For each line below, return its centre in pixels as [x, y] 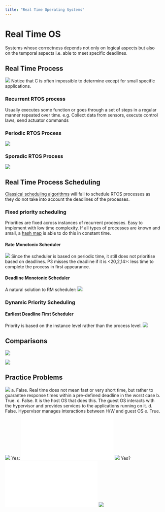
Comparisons [26, 341]
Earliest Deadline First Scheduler [39, 314]
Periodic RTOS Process [33, 133]
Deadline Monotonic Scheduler [37, 278]
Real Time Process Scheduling [53, 182]
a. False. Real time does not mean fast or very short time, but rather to [82, 390]
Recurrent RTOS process [35, 99]
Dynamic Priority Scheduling [40, 302]
